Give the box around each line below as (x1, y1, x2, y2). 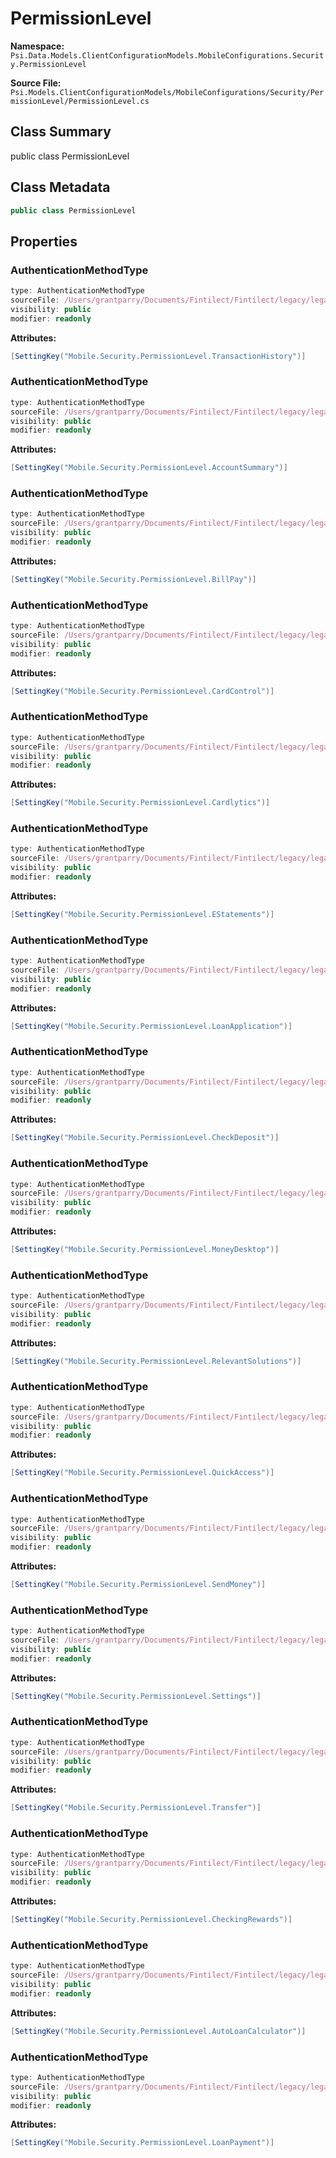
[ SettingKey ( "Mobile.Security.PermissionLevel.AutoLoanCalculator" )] (10, 2026, 307, 2036)
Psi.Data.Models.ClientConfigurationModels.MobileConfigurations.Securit (10, 50, 325, 61)
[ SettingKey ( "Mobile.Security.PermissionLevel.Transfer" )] (10, 1803, 262, 1813)
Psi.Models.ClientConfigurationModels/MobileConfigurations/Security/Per (10, 87, 325, 97)
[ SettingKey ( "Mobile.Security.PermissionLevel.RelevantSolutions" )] (10, 1356, 302, 1366)
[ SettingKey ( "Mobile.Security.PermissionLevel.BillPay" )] (10, 574, 257, 584)
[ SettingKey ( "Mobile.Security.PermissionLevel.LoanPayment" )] (10, 2138, 275, 2148)
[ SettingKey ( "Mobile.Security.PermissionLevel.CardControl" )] (10, 686, 275, 696)
